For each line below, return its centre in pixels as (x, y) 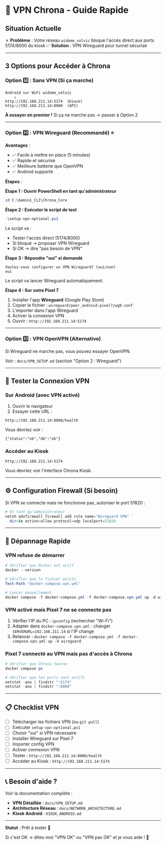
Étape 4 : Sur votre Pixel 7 (32, 290)
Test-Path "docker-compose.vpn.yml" (43, 584)
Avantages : (18, 145)
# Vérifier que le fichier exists (41, 579)
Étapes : (14, 181)
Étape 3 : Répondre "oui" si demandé (44, 258)
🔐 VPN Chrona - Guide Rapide (67, 10)
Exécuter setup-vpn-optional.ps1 (46, 728)
